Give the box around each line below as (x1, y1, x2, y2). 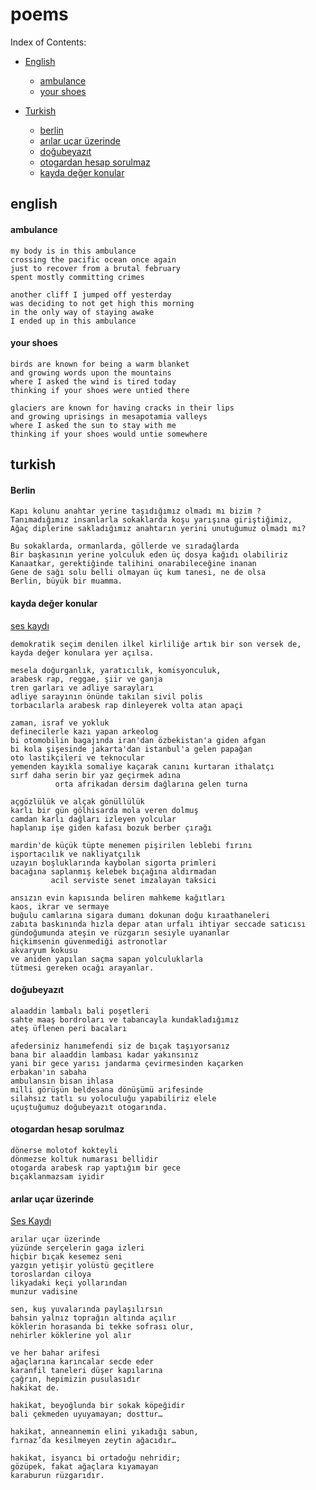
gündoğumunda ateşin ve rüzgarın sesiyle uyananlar (10, 928, 230, 938)
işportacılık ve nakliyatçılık (10, 849, 141, 859)
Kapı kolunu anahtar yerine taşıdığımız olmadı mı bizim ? (10, 506, 262, 517)
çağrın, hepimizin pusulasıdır (10, 1374, 141, 1385)
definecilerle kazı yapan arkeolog (10, 726, 159, 737)
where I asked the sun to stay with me (10, 420, 177, 430)
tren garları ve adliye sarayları (10, 683, 155, 693)
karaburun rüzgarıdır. (10, 1471, 105, 1481)
